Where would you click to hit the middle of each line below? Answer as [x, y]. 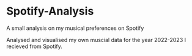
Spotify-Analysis [50, 11]
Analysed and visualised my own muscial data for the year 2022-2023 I [96, 40]
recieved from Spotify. [34, 46]
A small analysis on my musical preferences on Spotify [75, 28]
